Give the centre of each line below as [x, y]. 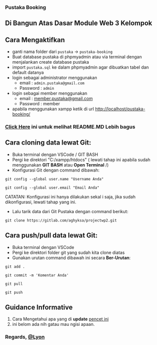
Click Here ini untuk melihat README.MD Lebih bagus [70, 127]
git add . [15, 267]
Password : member [40, 104]
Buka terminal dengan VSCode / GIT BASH [55, 154]
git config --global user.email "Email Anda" [52, 188]
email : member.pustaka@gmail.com [56, 99]
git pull [14, 284]
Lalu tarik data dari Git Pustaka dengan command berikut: [70, 211]
